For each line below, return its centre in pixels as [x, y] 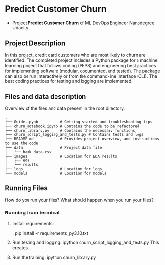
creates [20, 248]
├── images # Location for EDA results [61, 156]
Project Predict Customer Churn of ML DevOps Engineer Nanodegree [83, 23]
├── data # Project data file [54, 147]
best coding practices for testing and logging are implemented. [69, 81]
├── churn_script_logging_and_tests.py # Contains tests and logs [74, 134]
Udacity [20, 27]
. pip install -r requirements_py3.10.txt [50, 233]
